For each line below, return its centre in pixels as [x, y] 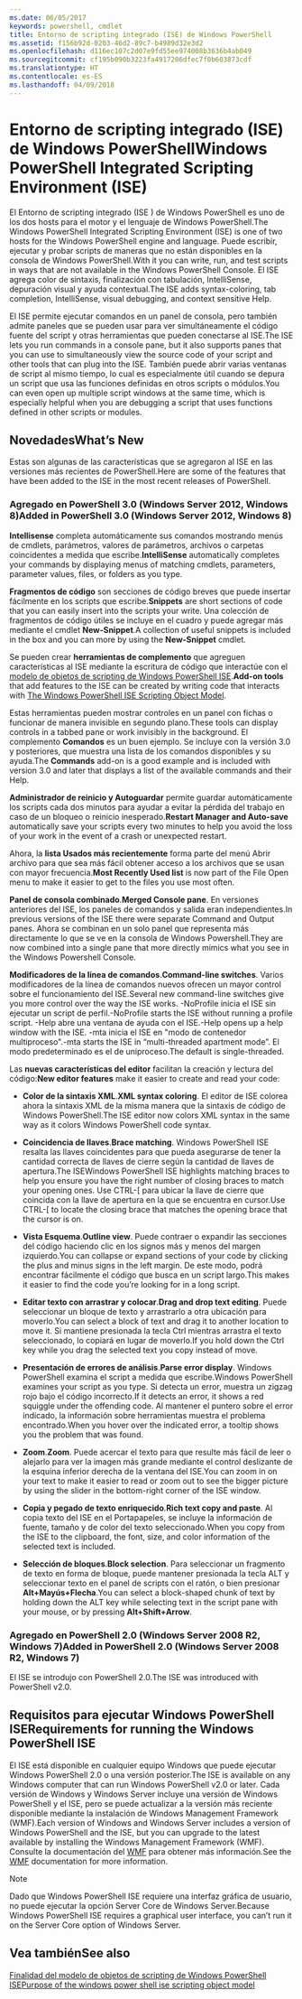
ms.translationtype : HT [54, 69]
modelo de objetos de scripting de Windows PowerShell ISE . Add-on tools [146, 676]
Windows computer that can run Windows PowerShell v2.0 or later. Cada [145, 1784]
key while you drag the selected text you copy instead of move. [140, 1350]
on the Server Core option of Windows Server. [95, 1925]
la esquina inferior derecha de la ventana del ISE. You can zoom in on [150, 1471]
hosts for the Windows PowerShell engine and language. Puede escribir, [143, 241]
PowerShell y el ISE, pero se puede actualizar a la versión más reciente [141, 1803]
